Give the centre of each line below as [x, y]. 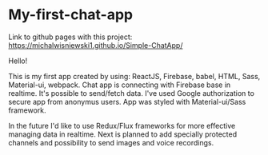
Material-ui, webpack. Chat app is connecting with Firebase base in [120, 85]
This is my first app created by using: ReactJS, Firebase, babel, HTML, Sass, [134, 76]
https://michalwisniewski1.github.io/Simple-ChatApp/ [96, 45]
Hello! [18, 61]
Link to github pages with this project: [70, 37]
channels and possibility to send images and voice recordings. [111, 142]
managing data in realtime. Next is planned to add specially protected [123, 134]
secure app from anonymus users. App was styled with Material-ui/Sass [127, 101]
